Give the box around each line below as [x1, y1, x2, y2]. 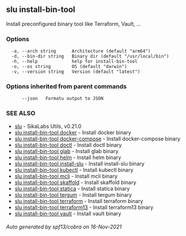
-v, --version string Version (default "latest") [11, 69, 141, 75]
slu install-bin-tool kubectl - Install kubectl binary [14, 166, 134, 173]
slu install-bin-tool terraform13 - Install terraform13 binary [14, 204, 154, 211]
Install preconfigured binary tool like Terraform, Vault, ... [6, 20, 141, 27]
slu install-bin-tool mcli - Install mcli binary [14, 173, 118, 180]
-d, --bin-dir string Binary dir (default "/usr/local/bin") [11, 53, 169, 59]
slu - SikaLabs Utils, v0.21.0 [14, 123, 82, 130]
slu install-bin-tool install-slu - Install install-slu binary [14, 160, 145, 167]
